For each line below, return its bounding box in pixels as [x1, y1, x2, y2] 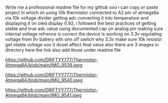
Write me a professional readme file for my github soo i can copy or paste [5, 5, 158, 10]
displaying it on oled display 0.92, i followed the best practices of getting [5, 20, 156, 26]
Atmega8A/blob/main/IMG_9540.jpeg [5, 77, 83, 83]
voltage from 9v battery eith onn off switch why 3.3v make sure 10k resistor [5, 36, 162, 42]
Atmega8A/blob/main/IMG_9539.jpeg [5, 62, 83, 68]
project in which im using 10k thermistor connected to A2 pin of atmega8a [5, 10, 159, 16]
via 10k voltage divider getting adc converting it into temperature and [5, 15, 149, 21]
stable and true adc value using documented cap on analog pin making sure [5, 26, 163, 32]
